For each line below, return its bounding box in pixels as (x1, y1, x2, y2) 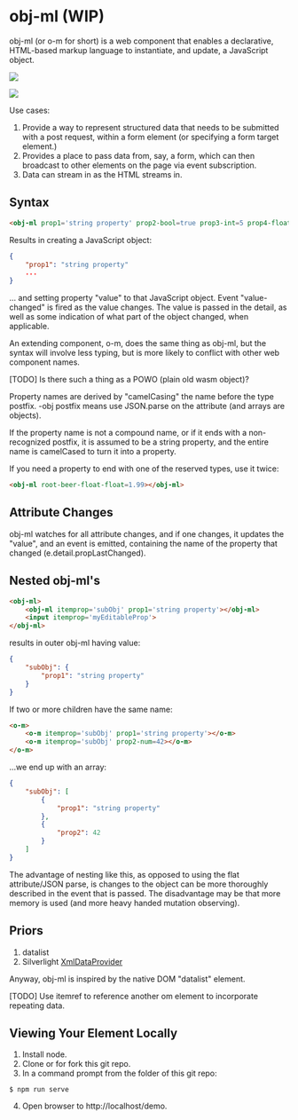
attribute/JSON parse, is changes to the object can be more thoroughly (9, 879, 269, 889)
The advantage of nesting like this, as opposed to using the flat (9, 869, 239, 879)
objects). (9, 410, 42, 421)
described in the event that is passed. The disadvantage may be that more (9, 887, 281, 898)
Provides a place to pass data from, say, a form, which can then (21, 150, 255, 161)
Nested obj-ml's (9, 573, 100, 588)
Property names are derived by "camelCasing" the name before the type (9, 391, 275, 402)
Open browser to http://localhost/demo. (21, 1100, 168, 1111)
